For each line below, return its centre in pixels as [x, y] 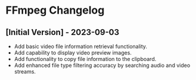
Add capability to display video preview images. [73, 53]
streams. [25, 71]
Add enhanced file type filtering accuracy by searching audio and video [102, 65]
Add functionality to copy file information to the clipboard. [85, 59]
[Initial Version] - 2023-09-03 [63, 32]
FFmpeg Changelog [55, 10]
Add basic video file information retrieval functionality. [80, 46]
